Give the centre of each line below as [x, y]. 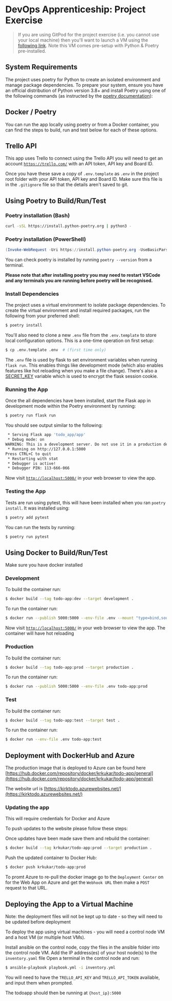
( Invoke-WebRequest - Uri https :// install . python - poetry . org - [73, 250]
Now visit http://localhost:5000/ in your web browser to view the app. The [85, 628]
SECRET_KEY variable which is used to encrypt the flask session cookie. [82, 376]
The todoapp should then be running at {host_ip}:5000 [63, 993]
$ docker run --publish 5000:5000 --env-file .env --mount [70, 618]
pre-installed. [32, 51]
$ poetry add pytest [27, 517]
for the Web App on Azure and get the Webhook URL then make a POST [78, 882]
